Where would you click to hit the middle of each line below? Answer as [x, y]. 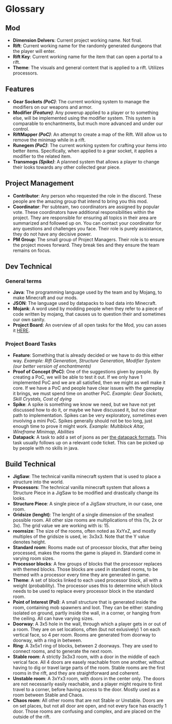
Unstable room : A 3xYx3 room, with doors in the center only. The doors [89, 679]
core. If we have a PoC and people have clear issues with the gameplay [88, 388]
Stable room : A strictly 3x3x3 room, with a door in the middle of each [86, 657]
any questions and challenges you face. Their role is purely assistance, [88, 228]
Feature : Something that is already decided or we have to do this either [88, 355]
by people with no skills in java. [46, 448]
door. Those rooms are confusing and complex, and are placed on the [87, 711]
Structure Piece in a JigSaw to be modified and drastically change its [86, 493]
